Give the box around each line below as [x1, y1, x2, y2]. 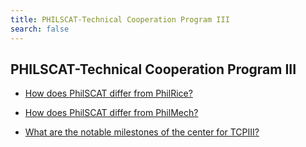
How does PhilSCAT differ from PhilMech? [24, 107, 199, 119]
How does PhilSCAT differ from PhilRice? [24, 87, 193, 100]
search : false [10, 24, 70, 34]
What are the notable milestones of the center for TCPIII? [24, 126, 260, 138]
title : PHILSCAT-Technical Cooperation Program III [10, 14, 230, 25]
